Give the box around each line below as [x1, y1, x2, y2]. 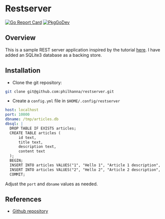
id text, [18, 135, 37, 140]
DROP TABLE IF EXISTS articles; [9, 126, 77, 131]
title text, [18, 139, 43, 145]
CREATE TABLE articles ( [9, 131, 61, 135]
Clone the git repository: [12, 80, 62, 86]
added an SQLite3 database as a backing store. [5, 52, 102, 58]
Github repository [12, 208, 49, 214]
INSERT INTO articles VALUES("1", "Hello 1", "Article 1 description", [9, 163, 161, 168]
